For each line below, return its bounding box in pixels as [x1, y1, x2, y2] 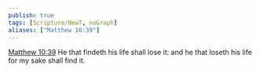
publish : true [8, 11, 55, 20]
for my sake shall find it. [8, 56, 86, 65]
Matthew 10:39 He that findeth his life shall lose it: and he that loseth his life [8, 48, 253, 57]
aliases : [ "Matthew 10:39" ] [8, 26, 101, 34]
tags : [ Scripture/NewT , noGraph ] [8, 19, 118, 27]
